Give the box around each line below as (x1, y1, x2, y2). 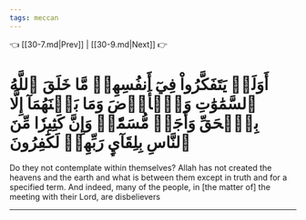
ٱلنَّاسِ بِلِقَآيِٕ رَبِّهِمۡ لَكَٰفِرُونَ (9, 132, 191, 153)
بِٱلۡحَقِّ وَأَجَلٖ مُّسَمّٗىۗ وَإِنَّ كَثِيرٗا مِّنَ (9, 113, 260, 133)
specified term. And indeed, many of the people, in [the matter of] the (9, 181, 271, 192)
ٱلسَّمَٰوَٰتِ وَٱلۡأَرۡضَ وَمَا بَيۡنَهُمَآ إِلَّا (9, 93, 258, 114)
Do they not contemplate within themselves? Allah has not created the (9, 162, 272, 173)
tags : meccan (9, 13, 59, 23)
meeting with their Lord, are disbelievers (9, 191, 161, 202)
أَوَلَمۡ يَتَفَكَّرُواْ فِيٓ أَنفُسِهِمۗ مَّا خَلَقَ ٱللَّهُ (9, 74, 269, 95)
